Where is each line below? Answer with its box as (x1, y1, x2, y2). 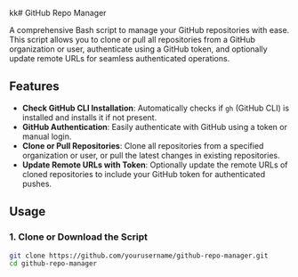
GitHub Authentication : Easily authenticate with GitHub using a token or (21, 121, 287, 132)
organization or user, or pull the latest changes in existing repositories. (21, 150, 280, 160)
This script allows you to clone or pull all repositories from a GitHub (9, 35, 256, 45)
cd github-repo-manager (9, 259, 98, 268)
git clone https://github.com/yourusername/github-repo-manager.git (9, 251, 269, 260)
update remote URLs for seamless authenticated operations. (9, 53, 230, 63)
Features (9, 79, 60, 94)
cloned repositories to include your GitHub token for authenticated (21, 168, 265, 179)
